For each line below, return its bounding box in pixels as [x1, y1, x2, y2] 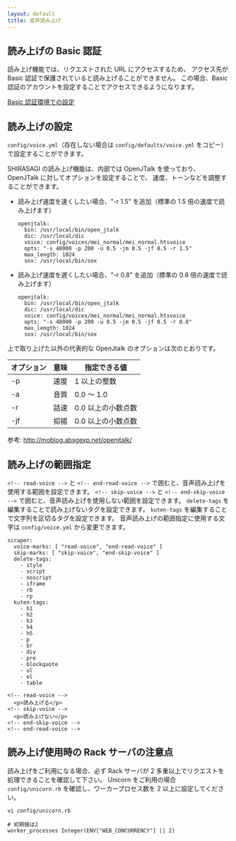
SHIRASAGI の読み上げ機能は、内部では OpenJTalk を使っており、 [7, 164, 200, 173]
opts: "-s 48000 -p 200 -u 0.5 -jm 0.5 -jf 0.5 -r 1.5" [24, 245, 192, 252]
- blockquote [20, 660, 59, 668]
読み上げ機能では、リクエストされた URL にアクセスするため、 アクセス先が [7, 65, 228, 74]
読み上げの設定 [7, 120, 73, 132]
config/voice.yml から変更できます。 [20, 522, 129, 531]
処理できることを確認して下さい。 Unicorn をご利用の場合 [7, 775, 177, 784]
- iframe [20, 580, 46, 588]
